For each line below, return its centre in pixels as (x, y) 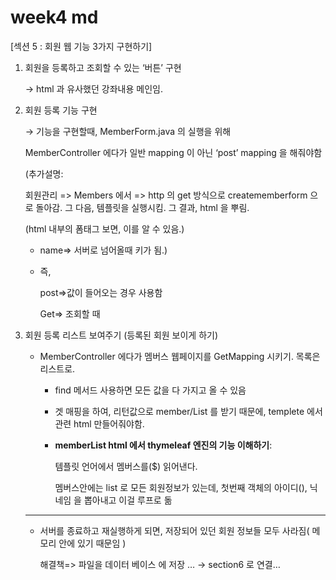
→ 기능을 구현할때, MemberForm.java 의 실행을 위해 (128, 131)
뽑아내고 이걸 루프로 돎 (128, 500)
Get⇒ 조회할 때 (70, 313)
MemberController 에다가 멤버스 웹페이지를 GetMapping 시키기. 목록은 (180, 356)
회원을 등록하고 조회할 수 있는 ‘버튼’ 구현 (103, 67)
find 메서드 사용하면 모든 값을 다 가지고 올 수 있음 (150, 390)
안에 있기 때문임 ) (92, 543)
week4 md (54, 17)
